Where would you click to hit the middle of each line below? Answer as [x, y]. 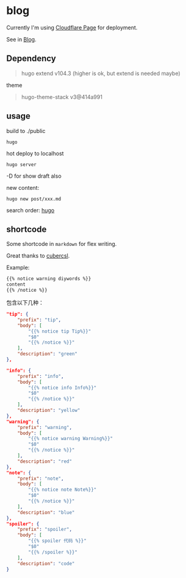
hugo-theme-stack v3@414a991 [62, 97]
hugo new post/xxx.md [34, 199]
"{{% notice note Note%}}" [63, 490]
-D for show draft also [34, 176]
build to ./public [26, 131]
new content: [23, 187]
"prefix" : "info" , [41, 376]
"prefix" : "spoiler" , [45, 529]
